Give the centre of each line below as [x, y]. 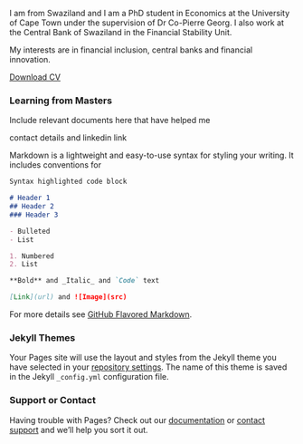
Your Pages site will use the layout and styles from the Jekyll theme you [143, 358]
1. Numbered [32, 256]
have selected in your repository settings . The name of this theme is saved [148, 367]
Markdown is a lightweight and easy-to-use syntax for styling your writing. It [151, 155]
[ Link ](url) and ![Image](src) [68, 297]
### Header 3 [34, 215]
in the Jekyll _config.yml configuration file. [89, 377]
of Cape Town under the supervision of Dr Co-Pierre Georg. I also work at [147, 23]
